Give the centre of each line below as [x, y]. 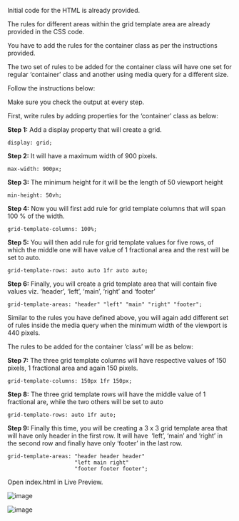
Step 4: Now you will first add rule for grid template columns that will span [117, 208]
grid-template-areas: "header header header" [76, 456]
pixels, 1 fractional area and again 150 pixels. [73, 368]
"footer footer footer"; [111, 469]
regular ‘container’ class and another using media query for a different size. [118, 74]
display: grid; [30, 143]
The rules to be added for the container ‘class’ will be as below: [101, 346]
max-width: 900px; [35, 169]
